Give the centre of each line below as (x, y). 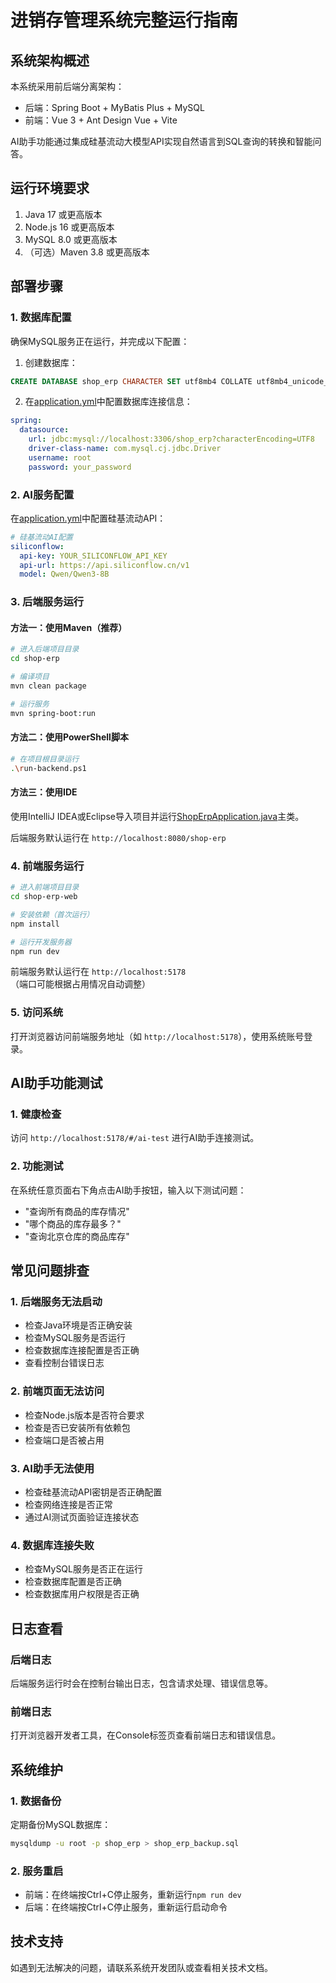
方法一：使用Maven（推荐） (69, 627)
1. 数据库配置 (41, 318)
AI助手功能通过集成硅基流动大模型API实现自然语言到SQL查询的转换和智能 (161, 141)
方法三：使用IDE (44, 792)
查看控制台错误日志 (64, 1363)
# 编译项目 (30, 677)
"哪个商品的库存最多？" (73, 1223)
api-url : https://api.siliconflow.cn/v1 (104, 565)
